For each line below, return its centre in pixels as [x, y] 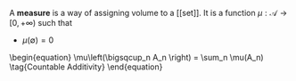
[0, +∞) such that [41, 23]
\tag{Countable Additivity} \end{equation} [86, 67]
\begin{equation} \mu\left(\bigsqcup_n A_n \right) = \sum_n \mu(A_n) [137, 57]
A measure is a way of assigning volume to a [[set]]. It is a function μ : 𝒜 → [148, 13]
